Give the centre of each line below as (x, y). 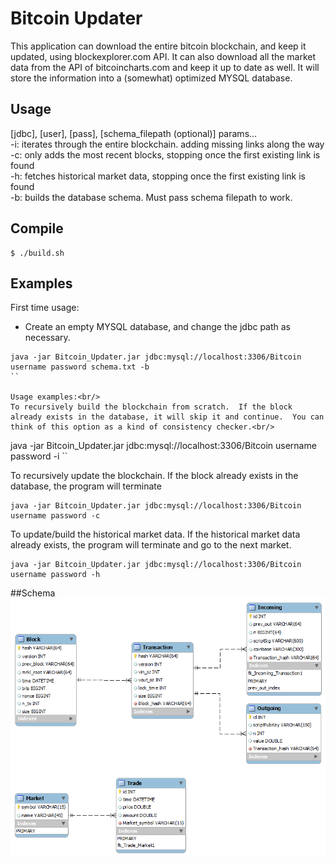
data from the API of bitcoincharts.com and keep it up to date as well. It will (165, 67)
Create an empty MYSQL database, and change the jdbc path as (158, 327)
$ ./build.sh (37, 253)
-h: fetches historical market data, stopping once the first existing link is (158, 176)
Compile (37, 228)
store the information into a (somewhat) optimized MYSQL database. (151, 78)
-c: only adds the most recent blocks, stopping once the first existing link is (165, 154)
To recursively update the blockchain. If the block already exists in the (154, 476)
